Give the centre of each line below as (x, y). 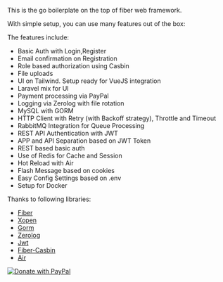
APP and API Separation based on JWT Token (84, 141)
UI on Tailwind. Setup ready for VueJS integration (89, 81)
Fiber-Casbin (37, 250)
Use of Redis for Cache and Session (70, 155)
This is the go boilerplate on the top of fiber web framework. (95, 10)
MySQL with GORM (45, 111)
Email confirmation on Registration (67, 58)
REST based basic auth (51, 148)
